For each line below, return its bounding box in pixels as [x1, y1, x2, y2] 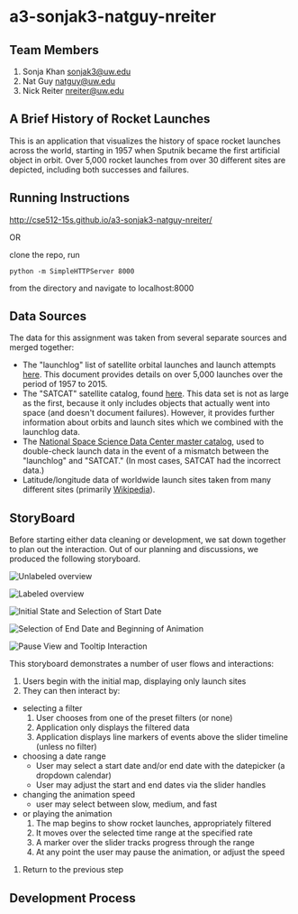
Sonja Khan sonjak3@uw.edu [22, 66, 131, 77]
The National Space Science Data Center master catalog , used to [22, 436, 265, 448]
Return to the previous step [22, 864, 124, 875]
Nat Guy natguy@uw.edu [22, 76, 115, 87]
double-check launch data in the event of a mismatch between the [22, 446, 269, 457]
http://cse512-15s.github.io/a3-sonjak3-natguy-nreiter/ [9, 214, 213, 225]
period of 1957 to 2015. [22, 379, 108, 390]
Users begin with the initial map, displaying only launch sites [22, 676, 247, 687]
